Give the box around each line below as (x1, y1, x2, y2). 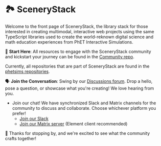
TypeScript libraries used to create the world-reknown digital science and (5, 34, 154, 40)
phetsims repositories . (5, 68, 50, 74)
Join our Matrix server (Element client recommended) (19, 121, 128, 126)
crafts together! (5, 135, 37, 141)
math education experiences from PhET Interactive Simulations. (5, 39, 134, 45)
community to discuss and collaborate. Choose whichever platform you (12, 105, 157, 111)
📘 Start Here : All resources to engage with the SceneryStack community (5, 49, 152, 54)
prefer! (12, 110, 26, 116)
